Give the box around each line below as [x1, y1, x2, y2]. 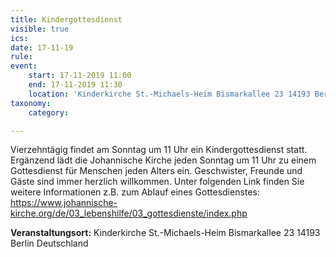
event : [10, 61, 38, 71]
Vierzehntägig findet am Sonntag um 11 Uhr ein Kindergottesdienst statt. [10, 144, 308, 156]
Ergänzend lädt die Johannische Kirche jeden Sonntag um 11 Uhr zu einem [10, 154, 317, 166]
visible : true [10, 24, 70, 34]
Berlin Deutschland [10, 237, 89, 250]
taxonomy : [10, 98, 52, 108]
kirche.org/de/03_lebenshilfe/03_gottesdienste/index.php [10, 207, 248, 220]
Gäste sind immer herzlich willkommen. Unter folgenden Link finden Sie [10, 176, 305, 188]
